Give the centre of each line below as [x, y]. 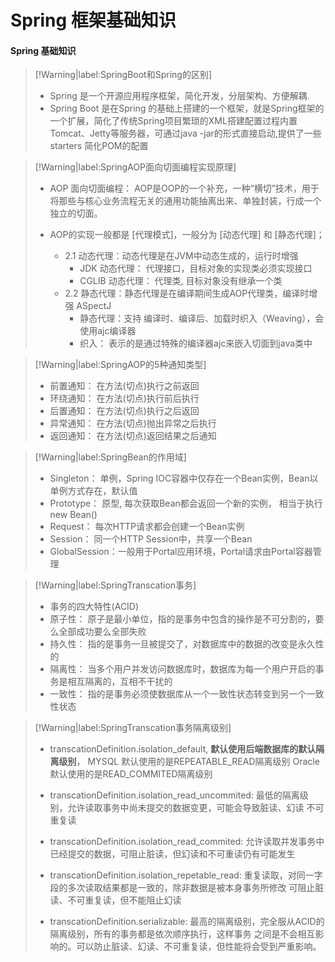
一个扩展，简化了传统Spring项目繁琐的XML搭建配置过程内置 [173, 121]
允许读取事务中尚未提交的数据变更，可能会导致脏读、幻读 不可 [196, 808]
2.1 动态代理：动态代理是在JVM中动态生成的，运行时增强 [181, 256]
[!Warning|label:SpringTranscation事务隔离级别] [133, 728]
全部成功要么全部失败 [102, 632]
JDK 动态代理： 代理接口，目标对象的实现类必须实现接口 [196, 268]
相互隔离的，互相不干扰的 [120, 682]
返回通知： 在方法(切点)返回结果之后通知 [133, 436]
